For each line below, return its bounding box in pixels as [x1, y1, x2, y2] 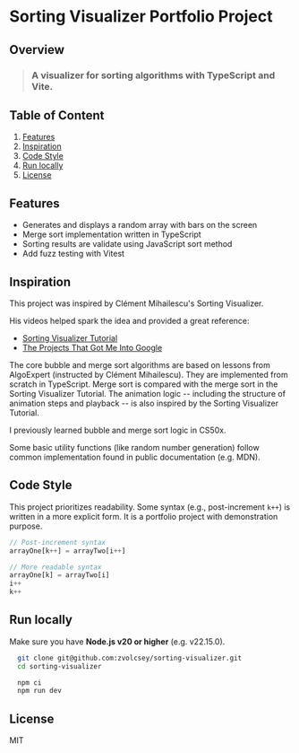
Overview [9, 42, 65, 57]
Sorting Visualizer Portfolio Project [9, 6, 273, 27]
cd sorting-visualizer [17, 661, 102, 670]
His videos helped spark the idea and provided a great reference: [9, 315, 250, 326]
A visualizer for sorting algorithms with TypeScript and [30, 69, 276, 82]
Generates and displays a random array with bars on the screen [21, 220, 258, 231]
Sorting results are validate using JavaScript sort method [21, 239, 233, 250]
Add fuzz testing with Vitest [21, 249, 125, 259]
